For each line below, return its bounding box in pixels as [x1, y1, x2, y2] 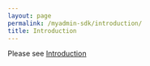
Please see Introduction [7, 49, 87, 59]
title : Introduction [7, 27, 78, 35]
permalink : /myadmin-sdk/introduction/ [7, 19, 143, 27]
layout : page [7, 11, 52, 20]
